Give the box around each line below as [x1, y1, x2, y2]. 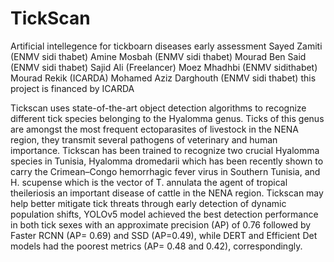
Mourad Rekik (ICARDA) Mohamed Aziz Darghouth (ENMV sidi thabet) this [10, 72, 317, 84]
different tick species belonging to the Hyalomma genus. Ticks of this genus [10, 112, 325, 124]
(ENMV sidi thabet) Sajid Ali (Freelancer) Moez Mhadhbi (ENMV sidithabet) [10, 61, 318, 73]
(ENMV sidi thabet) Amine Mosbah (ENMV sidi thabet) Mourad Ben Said [10, 50, 307, 62]
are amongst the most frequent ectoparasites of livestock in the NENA [10, 123, 300, 135]
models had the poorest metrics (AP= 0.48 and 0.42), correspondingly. [10, 240, 303, 252]
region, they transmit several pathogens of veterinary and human [10, 133, 278, 146]
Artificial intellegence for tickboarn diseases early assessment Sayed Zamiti [10, 40, 323, 52]
